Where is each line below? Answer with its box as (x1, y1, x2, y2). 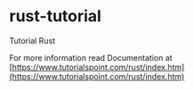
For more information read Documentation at (9, 52, 173, 63)
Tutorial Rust (9, 35, 56, 46)
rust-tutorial (9, 6, 102, 26)
